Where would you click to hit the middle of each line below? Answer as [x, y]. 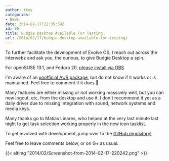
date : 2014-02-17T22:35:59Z [35, 24]
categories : [18, 15]
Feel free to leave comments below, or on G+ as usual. [62, 143]
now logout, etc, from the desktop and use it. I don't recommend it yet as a [83, 98]
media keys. [18, 109]
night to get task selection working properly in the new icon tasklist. [76, 124]
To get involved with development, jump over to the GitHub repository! [78, 133]
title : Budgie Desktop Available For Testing [54, 33]
